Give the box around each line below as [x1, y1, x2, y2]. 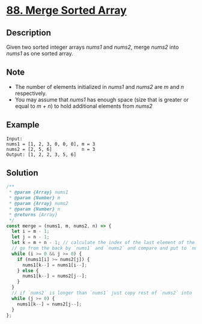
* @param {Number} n [8, 206, 61, 212]
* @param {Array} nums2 [8, 201, 69, 207]
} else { [17, 267, 39, 274]
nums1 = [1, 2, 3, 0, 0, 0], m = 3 [6, 141, 96, 147]
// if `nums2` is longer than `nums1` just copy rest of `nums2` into [11, 290, 192, 296]
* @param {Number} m [8, 195, 61, 201]
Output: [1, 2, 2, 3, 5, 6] [6, 151, 77, 157]
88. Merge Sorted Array [6, 4, 127, 17]
